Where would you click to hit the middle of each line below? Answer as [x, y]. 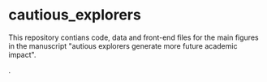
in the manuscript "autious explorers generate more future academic [123, 45]
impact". [22, 54]
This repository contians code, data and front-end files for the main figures [133, 37]
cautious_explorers [75, 15]
